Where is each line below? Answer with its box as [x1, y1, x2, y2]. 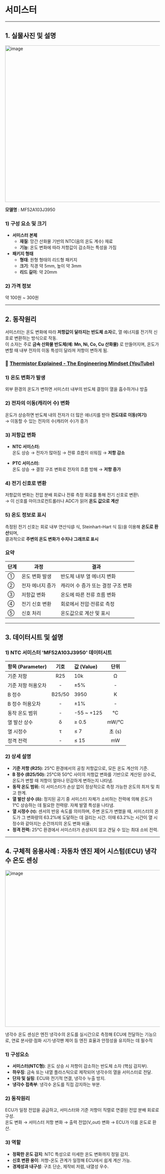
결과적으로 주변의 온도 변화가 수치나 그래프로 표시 [5, 536, 99, 542]
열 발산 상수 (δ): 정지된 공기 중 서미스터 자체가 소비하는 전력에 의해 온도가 [12, 796, 153, 802]
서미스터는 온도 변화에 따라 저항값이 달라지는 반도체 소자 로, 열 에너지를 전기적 [5, 329, 153, 335]
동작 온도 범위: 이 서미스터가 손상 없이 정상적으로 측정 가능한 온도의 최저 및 [12, 784, 155, 790]
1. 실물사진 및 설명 [5, 31, 56, 40]
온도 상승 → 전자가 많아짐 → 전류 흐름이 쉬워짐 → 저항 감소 [12, 449, 125, 455]
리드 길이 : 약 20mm [19, 269, 57, 275]
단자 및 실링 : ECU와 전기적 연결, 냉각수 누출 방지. [12, 1075, 106, 1081]
